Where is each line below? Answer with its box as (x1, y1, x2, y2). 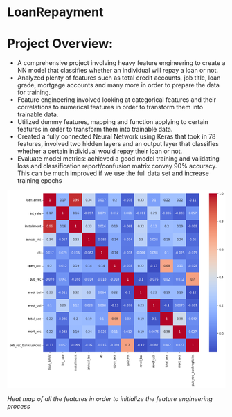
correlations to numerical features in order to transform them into (17, 103, 203, 112)
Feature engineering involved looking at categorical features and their (17, 96, 217, 104)
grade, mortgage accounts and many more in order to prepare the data (17, 81, 220, 89)
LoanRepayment (7, 4, 104, 20)
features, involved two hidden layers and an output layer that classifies (17, 140, 220, 148)
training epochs (17, 177, 62, 185)
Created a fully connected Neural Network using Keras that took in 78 (17, 132, 216, 141)
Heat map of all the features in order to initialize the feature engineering (7, 395, 213, 403)
